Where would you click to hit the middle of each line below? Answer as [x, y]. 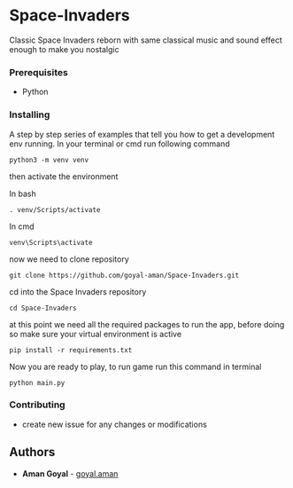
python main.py [37, 382]
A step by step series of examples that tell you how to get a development [142, 134]
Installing [30, 114]
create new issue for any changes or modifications [115, 424]
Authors [32, 452]
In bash [23, 193]
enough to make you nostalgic [64, 49]
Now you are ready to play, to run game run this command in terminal [135, 366]
